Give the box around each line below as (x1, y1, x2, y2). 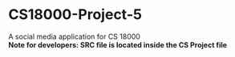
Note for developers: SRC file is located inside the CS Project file (8, 40, 227, 49)
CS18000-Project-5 (8, 6, 143, 24)
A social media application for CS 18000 (8, 32, 140, 41)
